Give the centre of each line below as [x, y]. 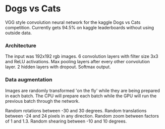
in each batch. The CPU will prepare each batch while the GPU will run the [81, 96]
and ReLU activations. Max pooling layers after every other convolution [78, 62]
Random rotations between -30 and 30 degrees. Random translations [76, 110]
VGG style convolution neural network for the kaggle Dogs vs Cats [73, 22]
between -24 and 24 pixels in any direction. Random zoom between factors [82, 116]
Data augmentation [29, 80]
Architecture [21, 45]
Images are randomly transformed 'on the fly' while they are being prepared [82, 90]
